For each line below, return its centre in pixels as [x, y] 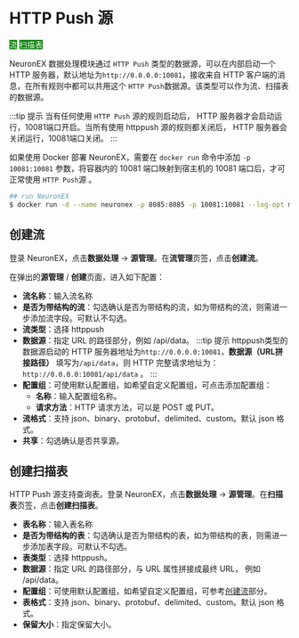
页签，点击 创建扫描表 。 [60, 505]
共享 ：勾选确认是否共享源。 [73, 440]
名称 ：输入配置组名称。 [78, 396]
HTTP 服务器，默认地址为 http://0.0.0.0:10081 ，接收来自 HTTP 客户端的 [143, 74]
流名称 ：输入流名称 [57, 296]
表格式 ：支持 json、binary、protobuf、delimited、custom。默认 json [148, 602]
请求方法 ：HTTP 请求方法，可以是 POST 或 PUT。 [127, 407]
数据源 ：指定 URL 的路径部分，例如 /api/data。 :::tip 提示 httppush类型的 [155, 340]
